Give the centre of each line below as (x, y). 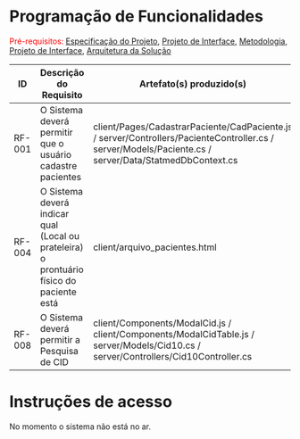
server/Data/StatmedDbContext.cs (166, 160)
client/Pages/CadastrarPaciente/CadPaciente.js (193, 127)
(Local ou (60, 236)
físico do (58, 280)
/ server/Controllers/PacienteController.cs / (183, 137)
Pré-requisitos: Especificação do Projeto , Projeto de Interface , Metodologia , (149, 41)
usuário (56, 154)
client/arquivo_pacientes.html (155, 247)
